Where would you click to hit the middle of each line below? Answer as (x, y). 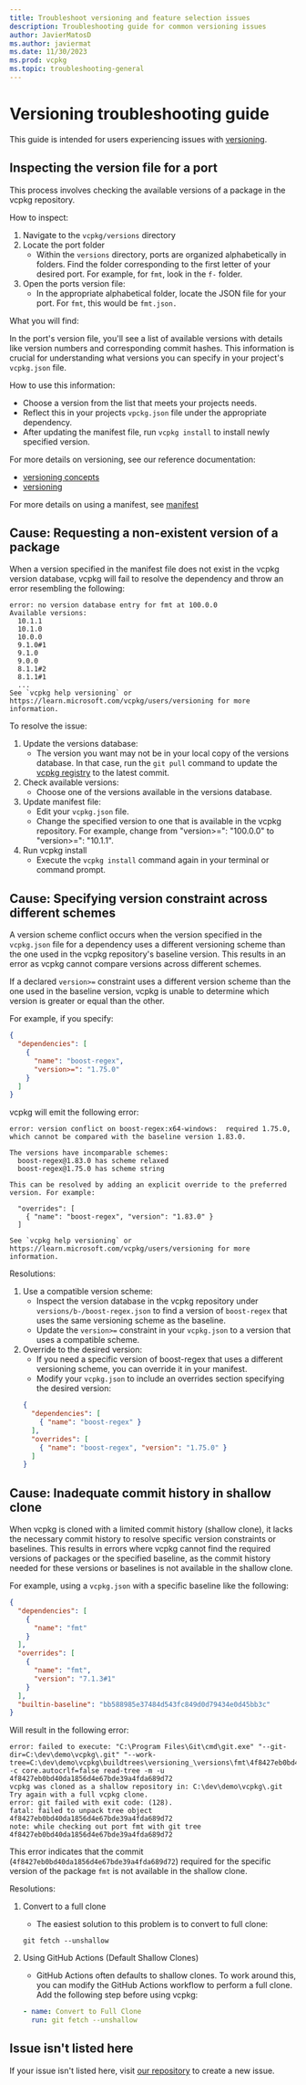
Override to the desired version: (82, 1350)
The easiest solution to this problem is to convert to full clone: (152, 1924)
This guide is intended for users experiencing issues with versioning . (138, 139)
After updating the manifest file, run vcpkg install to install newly (146, 432)
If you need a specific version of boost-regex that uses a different (160, 1359)
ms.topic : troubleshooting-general (77, 69)
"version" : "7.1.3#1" (75, 1679)
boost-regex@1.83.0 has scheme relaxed (93, 1161)
